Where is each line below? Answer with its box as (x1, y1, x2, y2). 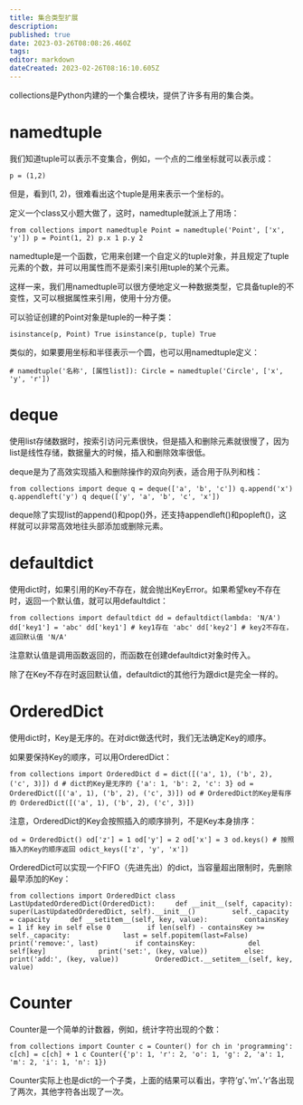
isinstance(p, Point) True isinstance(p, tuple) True (9, 330, 217, 339)
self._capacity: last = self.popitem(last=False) (9, 930, 249, 940)
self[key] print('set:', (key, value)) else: (9, 946, 265, 956)
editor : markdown (9, 55, 75, 64)
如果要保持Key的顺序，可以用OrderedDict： (9, 751, 172, 762)
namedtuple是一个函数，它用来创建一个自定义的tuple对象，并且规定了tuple (9, 250, 289, 261)
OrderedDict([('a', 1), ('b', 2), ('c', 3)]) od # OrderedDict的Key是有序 (9, 789, 292, 798)
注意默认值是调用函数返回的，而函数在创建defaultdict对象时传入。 (9, 649, 256, 660)
